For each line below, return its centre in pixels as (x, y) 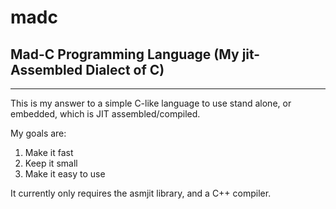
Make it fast (49, 152)
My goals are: (38, 133)
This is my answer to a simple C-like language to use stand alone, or (151, 103)
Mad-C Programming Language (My (125, 54)
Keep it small (51, 163)
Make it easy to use (65, 174)
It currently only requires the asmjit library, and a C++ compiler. (141, 193)
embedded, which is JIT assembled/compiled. (105, 114)
